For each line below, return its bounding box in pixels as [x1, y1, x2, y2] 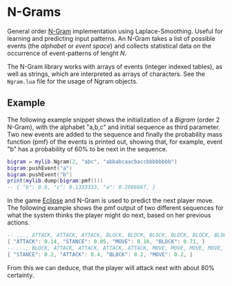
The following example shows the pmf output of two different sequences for [7, 204, 224, 212]
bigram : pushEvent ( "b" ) [7, 171, 72, 178]
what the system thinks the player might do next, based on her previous [7, 211, 211, 220]
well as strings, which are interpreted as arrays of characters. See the [7, 70, 206, 78]
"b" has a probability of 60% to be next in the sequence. [7, 144, 168, 153]
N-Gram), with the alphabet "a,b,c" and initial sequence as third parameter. [7, 122, 220, 131]
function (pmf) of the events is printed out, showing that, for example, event [7, 137, 223, 146]
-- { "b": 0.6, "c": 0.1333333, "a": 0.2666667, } [7, 184, 156, 191]
